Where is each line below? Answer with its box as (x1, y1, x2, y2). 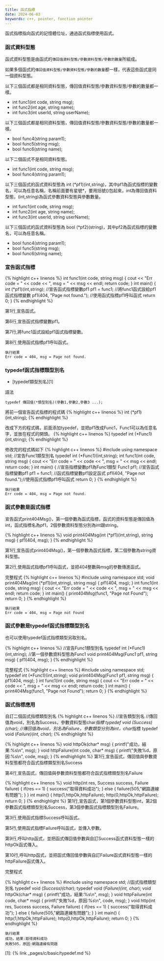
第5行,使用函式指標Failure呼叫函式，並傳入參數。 (5, 825, 104, 831)
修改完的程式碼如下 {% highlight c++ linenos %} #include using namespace (5, 447, 158, 453)
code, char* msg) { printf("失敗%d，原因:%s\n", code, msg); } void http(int (5, 898, 156, 903)
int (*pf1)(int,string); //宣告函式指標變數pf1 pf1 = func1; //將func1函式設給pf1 (5, 286, 156, 292)
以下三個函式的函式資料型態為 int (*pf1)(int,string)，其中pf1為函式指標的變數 (5, 181, 158, 187)
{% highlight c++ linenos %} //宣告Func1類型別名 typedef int (5, 645, 127, 651)
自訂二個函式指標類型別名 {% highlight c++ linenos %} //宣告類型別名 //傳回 (5, 713, 158, 719)
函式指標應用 (5, 701, 36, 708)
